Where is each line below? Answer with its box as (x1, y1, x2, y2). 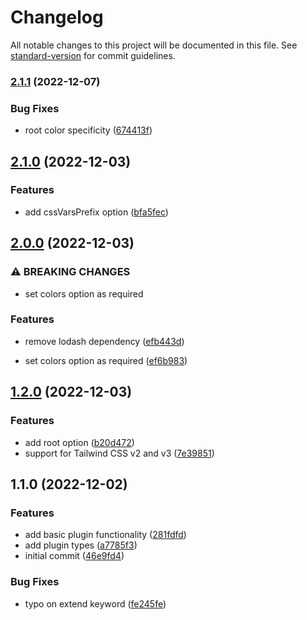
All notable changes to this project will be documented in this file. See (10, 39, 298, 51)
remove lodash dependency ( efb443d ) (24, 335, 185, 347)
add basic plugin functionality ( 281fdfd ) (24, 529, 187, 541)
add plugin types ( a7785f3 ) (24, 539, 138, 551)
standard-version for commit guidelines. (10, 49, 176, 61)
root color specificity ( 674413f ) (24, 124, 153, 136)
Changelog (10, 6, 104, 29)
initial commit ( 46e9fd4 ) (24, 550, 125, 562)
